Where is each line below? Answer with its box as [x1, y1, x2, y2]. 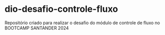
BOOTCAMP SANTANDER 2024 [4, 25, 69, 31]
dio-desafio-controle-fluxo [4, 3, 118, 15]
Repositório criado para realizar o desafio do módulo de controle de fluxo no [4, 20, 160, 26]
